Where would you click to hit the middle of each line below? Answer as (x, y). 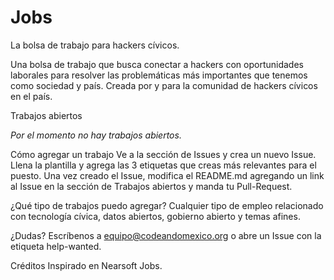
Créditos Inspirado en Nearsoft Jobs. (86, 265)
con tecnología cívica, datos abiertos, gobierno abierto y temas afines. (155, 216)
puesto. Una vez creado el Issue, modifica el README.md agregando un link (167, 175)
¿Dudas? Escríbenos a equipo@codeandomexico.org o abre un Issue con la (166, 235)
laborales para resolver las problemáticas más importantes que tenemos (159, 75)
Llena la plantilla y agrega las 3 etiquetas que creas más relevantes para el (163, 165)
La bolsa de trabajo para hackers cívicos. (95, 45)
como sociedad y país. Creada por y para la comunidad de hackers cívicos (164, 85)
